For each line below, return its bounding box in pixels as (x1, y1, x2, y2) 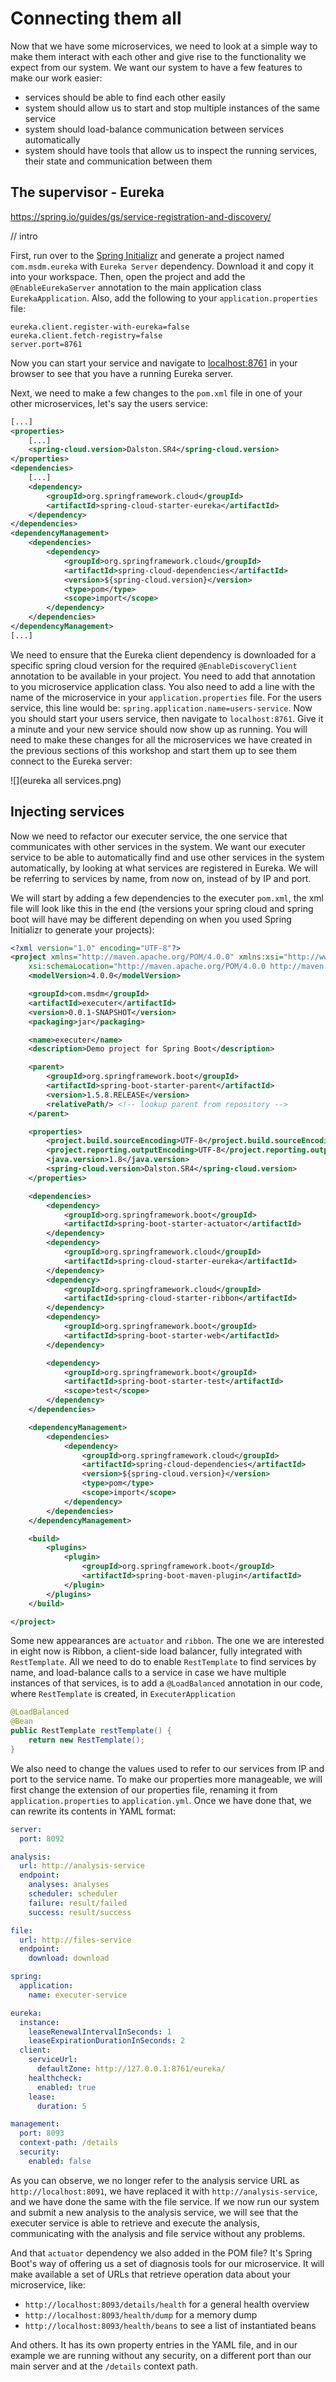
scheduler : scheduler (28, 1889, 118, 1899)
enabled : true (36, 2082, 97, 2092)
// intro (10, 230, 38, 242)
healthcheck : (28, 2073, 83, 2083)
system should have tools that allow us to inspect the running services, (24, 144, 318, 156)
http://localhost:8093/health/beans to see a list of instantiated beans (24, 2319, 317, 2331)
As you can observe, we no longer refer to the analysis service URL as (10, 2174, 300, 2186)
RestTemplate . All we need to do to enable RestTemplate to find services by (10, 1656, 317, 1668)
